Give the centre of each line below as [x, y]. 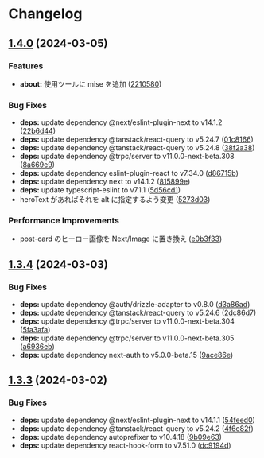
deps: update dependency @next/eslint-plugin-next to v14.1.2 [121, 122]
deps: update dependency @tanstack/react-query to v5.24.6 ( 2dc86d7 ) [138, 313]
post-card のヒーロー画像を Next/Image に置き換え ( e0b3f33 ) [121, 239]
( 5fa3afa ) [35, 330]
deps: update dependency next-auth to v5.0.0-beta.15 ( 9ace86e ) [126, 355]
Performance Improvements [64, 221]
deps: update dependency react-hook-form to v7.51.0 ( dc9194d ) [126, 445]
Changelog [45, 14]
